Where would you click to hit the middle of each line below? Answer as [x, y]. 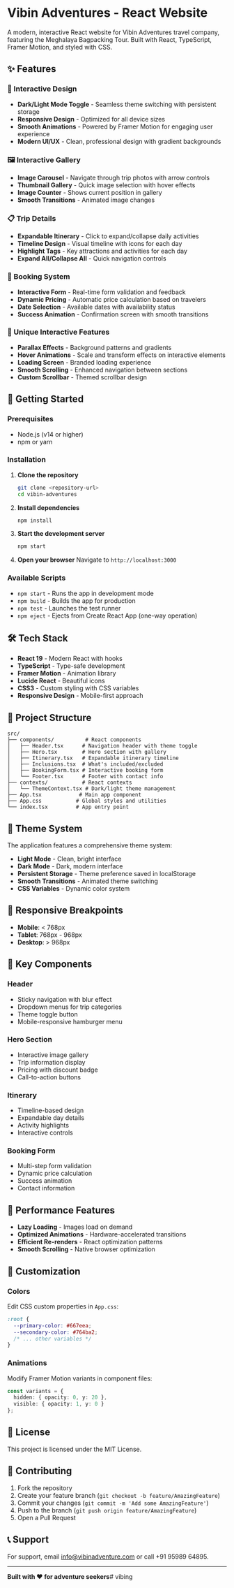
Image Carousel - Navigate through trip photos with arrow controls [114, 177]
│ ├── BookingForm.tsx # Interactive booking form [85, 771]
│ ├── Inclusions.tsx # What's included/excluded [85, 764]
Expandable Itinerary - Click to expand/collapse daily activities [108, 236]
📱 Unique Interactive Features [58, 332]
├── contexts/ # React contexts [70, 783]
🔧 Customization [44, 1271]
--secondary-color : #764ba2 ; [56, 1332]
